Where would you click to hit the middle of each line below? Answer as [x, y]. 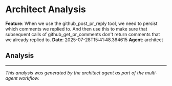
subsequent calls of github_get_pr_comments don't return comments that [83, 34]
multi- [151, 73]
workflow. [29, 78]
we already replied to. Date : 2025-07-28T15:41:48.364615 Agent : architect [84, 40]
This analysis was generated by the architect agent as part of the [75, 73]
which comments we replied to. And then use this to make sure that [76, 28]
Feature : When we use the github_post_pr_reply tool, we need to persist [81, 23]
